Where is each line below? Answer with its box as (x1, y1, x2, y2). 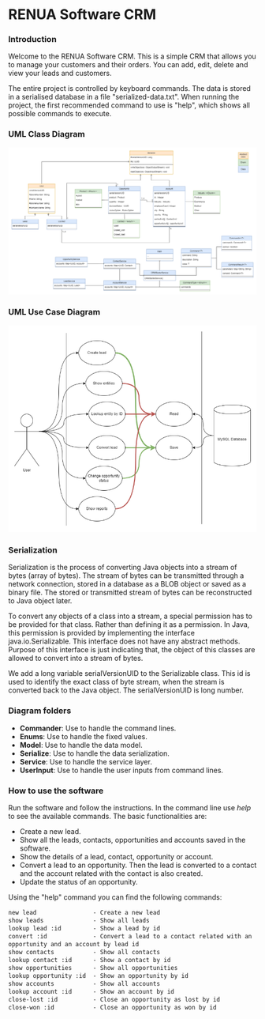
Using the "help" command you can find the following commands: (8, 892, 222, 902)
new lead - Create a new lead (8, 908, 160, 916)
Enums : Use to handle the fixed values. (19, 731, 147, 741)
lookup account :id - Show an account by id (8, 987, 175, 995)
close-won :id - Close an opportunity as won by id (8, 1003, 217, 1011)
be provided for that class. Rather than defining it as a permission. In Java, (8, 620, 250, 629)
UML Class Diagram (8, 129, 85, 140)
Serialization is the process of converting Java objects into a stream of (8, 563, 238, 572)
